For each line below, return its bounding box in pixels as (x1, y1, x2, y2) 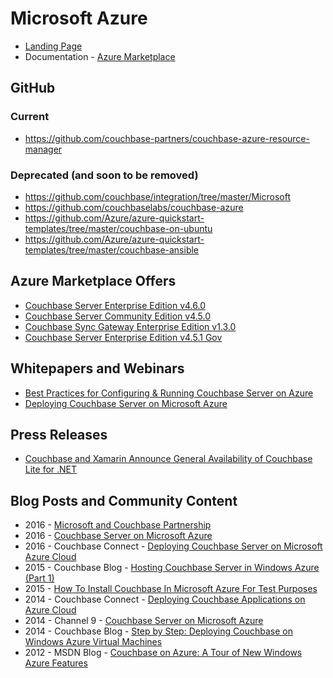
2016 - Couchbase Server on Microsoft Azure (24, 530, 213, 542)
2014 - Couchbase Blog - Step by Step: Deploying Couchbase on (24, 625, 293, 637)
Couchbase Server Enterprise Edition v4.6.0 (24, 299, 207, 311)
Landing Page (24, 40, 83, 52)
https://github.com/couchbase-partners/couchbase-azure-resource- (24, 132, 310, 144)
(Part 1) (24, 572, 55, 584)
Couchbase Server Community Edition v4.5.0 (24, 310, 212, 322)
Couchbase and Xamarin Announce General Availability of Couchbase (24, 453, 313, 465)
